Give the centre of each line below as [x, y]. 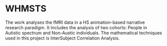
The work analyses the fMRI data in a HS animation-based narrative [75, 22]
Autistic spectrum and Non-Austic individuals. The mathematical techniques [83, 33]
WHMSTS [26, 9]
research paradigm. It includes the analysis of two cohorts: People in [76, 27]
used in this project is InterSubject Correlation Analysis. [62, 38]
